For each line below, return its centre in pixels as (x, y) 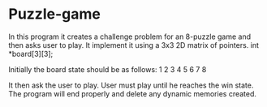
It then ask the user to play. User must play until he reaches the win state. (131, 85)
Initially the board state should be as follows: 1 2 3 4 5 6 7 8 (108, 69)
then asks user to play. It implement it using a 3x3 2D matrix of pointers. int (134, 45)
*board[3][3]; (31, 53)
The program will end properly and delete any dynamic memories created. (133, 93)
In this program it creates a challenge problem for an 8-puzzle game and (130, 36)
